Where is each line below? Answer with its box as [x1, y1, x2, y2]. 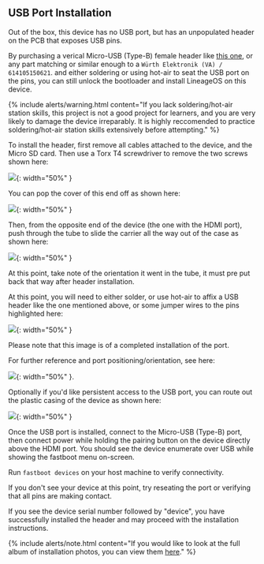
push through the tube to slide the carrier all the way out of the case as [8, 228, 239, 237]
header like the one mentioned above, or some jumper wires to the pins [8, 300, 240, 310]
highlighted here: [8, 308, 63, 318]
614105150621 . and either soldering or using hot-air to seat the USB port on [8, 67, 250, 77]
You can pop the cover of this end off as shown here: [8, 189, 181, 198]
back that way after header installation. [8, 276, 135, 286]
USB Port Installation [8, 6, 112, 20]
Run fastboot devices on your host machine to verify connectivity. [8, 467, 225, 476]
